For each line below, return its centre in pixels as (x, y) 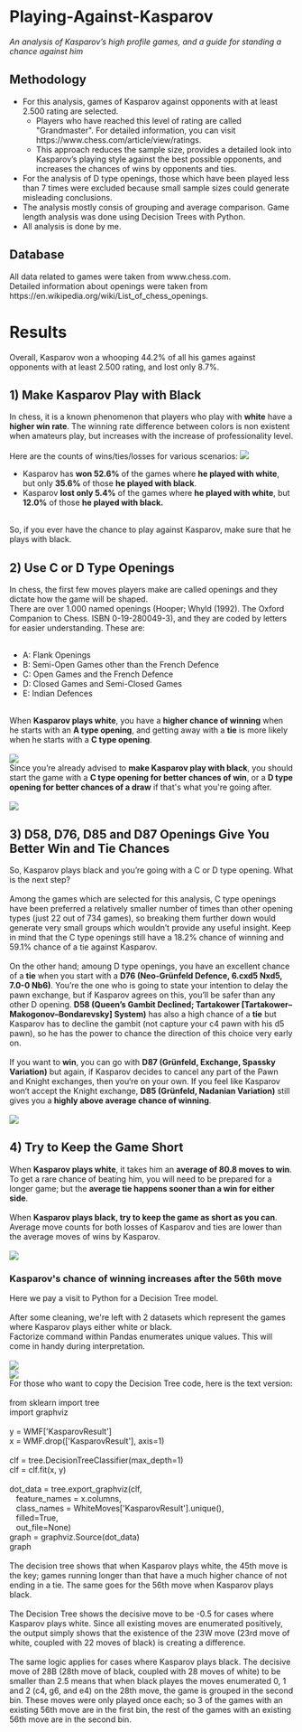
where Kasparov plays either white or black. (91, 1327)
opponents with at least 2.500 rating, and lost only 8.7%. (114, 367)
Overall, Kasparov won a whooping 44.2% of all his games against (133, 357)
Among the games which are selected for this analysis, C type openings (143, 899)
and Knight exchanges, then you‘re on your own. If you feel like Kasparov (145, 1081)
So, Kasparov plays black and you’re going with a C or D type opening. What (151, 870)
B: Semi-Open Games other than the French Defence (120, 665)
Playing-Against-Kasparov (111, 17)
